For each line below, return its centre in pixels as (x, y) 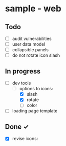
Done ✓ (17, 127)
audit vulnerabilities (32, 38)
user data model (29, 44)
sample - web (33, 9)
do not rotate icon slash (36, 55)
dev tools (22, 83)
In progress (23, 71)
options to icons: (36, 89)
